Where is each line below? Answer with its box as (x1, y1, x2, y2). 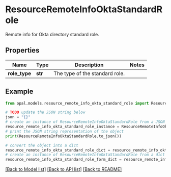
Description (74, 61, 104, 68)
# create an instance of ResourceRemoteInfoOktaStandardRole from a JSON (5, 119, 165, 124)
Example (5, 87, 34, 96)
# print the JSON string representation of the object (5, 129, 124, 134)
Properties (5, 46, 40, 55)
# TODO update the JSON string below (5, 110, 85, 115)
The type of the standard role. (53, 70, 125, 77)
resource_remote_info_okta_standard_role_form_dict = (5, 157, 122, 162)
